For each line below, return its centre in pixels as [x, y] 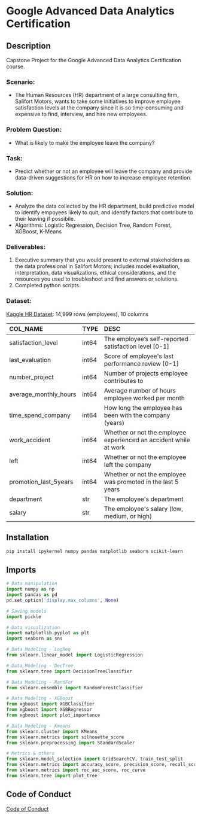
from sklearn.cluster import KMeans [52, 731]
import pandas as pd [32, 595]
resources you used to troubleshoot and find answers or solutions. [97, 279]
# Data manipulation [32, 584]
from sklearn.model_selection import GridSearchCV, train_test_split [95, 759]
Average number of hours [140, 390]
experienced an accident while [147, 440]
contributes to [124, 381]
